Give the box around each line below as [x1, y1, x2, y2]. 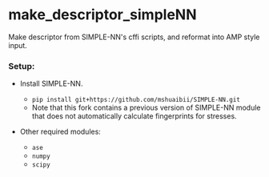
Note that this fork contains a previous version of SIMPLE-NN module [31, 103, 262, 113]
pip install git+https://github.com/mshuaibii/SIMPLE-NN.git [31, 96, 240, 104]
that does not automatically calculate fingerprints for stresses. [31, 111, 238, 121]
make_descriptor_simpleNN [8, 6, 197, 24]
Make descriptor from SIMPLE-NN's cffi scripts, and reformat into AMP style [8, 32, 260, 42]
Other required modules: [19, 127, 102, 137]
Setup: [8, 60, 35, 71]
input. [8, 40, 28, 50]
